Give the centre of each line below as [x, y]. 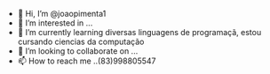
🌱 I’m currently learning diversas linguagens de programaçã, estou [139, 32]
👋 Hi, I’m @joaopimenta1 [62, 14]
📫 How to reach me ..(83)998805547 [87, 61]
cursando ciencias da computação [81, 41]
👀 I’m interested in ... [55, 23]
